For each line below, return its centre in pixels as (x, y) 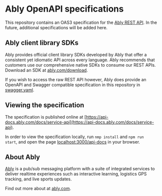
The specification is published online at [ (46, 117)
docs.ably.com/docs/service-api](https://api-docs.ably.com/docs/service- (80, 122)
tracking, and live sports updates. (38, 179)
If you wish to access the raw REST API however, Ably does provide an (76, 79)
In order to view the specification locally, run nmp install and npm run (74, 137)
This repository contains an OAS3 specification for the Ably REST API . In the (81, 22)
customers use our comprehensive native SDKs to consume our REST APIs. (81, 65)
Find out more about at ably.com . (38, 189)
